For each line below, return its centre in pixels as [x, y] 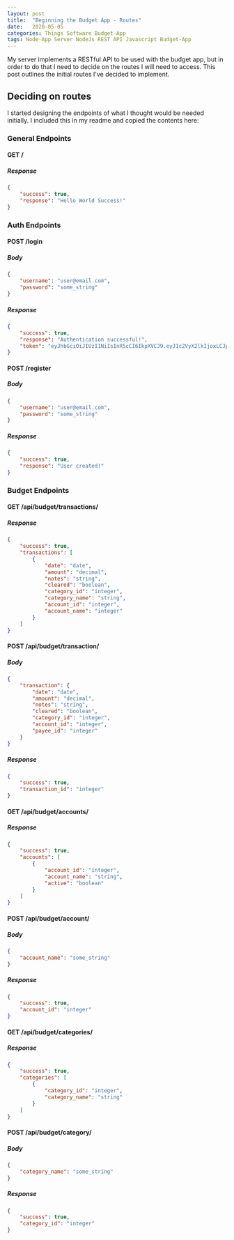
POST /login [25, 242]
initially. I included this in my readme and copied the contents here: [103, 120]
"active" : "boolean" [74, 883]
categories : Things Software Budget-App [67, 33]
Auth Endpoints [34, 225]
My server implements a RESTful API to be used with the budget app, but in [116, 59]
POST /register [29, 368]
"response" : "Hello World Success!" [73, 201]
